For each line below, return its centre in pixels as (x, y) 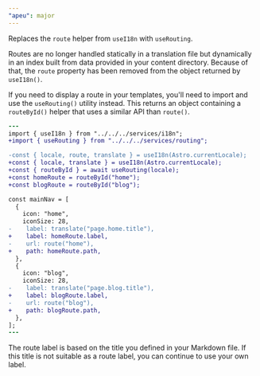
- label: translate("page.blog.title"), (81, 288)
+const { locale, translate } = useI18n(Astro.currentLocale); (115, 163)
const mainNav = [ (39, 199)
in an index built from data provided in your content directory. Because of (128, 62)
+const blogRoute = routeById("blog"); (74, 185)
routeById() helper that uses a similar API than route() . (99, 112)
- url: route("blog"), (51, 303)
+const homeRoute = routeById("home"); (74, 177)
